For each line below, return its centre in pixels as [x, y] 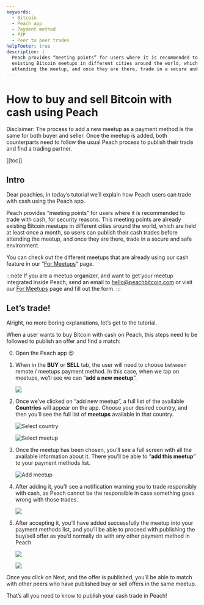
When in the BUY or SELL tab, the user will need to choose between [101, 364]
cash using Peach [53, 112]
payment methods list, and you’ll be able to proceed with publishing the [105, 529]
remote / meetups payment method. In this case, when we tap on [97, 371]
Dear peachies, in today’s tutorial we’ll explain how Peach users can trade [99, 195]
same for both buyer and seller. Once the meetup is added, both [87, 136]
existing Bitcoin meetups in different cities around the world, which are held [101, 226]
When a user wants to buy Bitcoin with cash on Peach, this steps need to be [102, 334]
